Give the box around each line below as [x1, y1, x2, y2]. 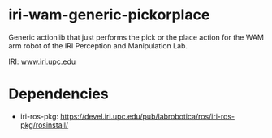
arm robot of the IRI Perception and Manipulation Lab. [8, 40, 188, 50]
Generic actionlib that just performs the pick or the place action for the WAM [8, 32, 264, 42]
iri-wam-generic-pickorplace [8, 6, 210, 24]
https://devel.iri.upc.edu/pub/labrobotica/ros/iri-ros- [60, 111, 235, 121]
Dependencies [8, 85, 109, 103]
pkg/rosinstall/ [19, 119, 69, 130]
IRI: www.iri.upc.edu [8, 56, 76, 66]
